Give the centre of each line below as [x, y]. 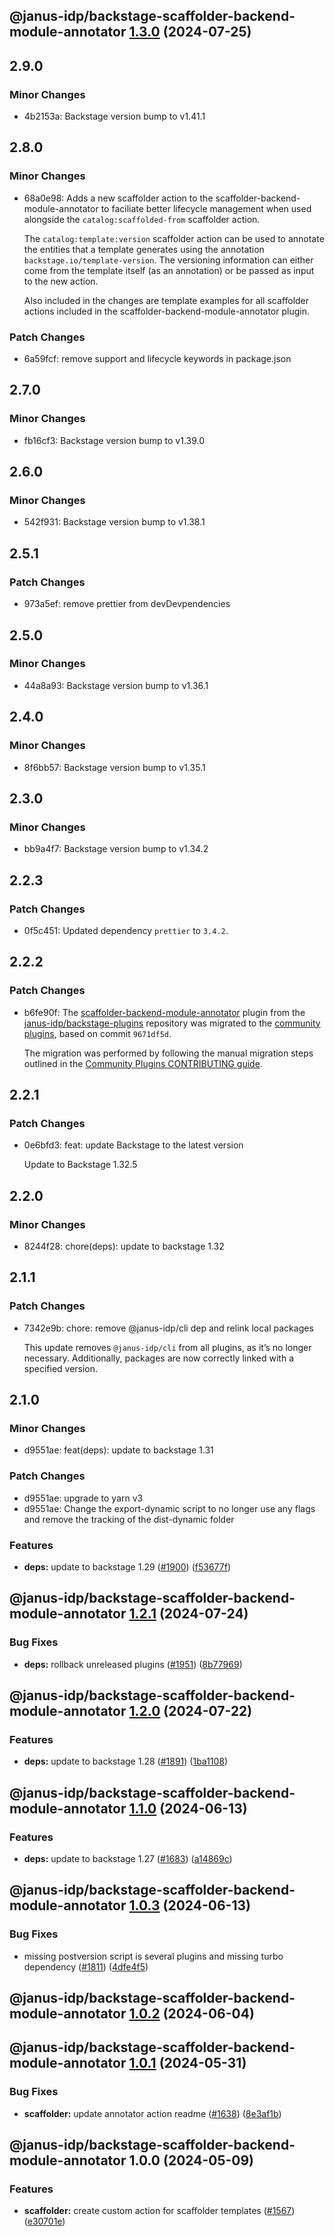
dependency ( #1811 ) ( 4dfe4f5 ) [86, 1966]
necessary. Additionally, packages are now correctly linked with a [159, 1358]
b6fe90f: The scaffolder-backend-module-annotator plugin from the [164, 1012]
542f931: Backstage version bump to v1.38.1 [114, 522]
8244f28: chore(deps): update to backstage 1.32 [124, 1246]
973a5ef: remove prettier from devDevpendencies [127, 604]
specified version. [61, 1368]
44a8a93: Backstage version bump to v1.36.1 [116, 685]
